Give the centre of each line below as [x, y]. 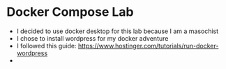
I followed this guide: [47, 46]
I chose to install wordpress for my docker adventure [92, 38]
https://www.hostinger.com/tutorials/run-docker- [149, 46]
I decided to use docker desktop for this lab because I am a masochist [118, 31]
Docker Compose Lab [70, 12]
